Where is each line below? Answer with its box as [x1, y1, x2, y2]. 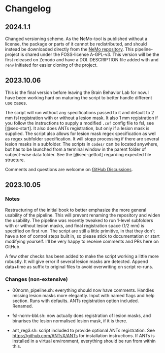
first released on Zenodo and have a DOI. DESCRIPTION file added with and [5, 57, 159, 62]
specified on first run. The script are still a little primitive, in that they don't [5, 228, 155, 234]
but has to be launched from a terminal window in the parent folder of [5, 146, 146, 152]
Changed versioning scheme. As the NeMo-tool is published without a [5, 36, 148, 42]
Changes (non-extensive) [5, 276, 68, 283]
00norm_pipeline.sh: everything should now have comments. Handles [12, 287, 154, 293]
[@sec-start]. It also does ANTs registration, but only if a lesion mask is [5, 125, 150, 131]
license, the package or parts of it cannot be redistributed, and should [5, 41, 147, 47]
